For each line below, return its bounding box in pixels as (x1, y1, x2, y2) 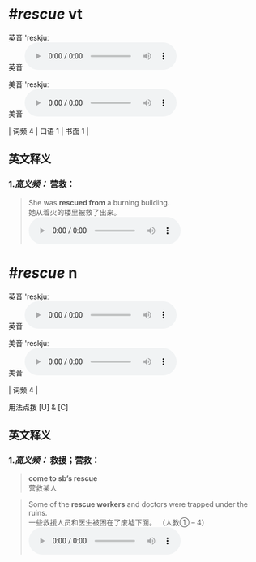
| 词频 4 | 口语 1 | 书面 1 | (8, 126, 89, 136)
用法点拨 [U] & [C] (8, 402, 69, 412)
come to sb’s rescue (28, 473, 98, 483)
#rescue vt (8, 5, 83, 24)
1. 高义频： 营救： (8, 179, 75, 190)
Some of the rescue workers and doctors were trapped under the (28, 499, 249, 509)
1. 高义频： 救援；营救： (8, 454, 100, 465)
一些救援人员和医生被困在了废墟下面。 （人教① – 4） (28, 517, 209, 528)
